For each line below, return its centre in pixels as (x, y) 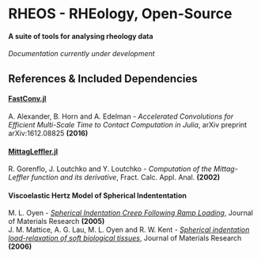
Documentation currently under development (82, 54)
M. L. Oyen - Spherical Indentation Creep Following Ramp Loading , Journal (130, 213)
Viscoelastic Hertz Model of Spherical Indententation (98, 195)
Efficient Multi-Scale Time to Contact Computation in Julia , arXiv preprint (128, 124)
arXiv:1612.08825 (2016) (48, 133)
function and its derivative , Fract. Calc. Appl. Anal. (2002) (126, 177)
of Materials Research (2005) (57, 222)
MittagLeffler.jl (33, 151)
